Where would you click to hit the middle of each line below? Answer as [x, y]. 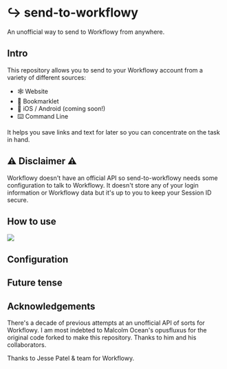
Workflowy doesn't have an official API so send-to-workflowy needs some [112, 178]
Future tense [35, 283]
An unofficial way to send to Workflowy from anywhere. [86, 32]
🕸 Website [32, 91]
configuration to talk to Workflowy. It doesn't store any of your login [103, 185]
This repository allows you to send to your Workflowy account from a [105, 70]
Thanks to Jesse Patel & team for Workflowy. [71, 358]
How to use [32, 221]
